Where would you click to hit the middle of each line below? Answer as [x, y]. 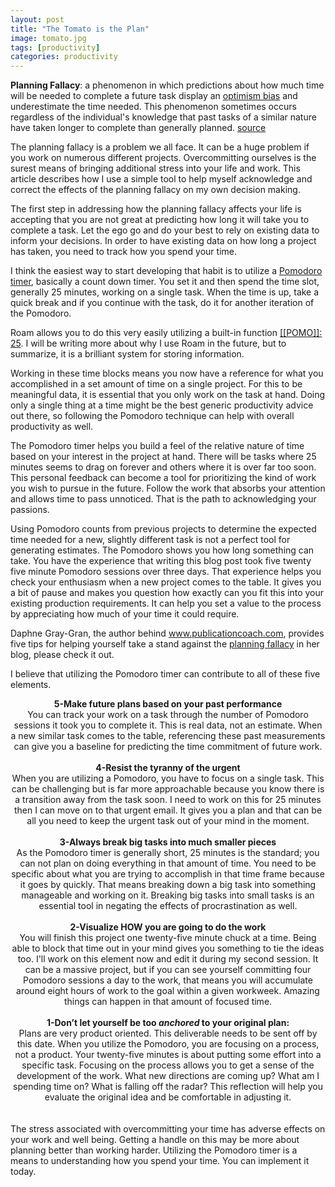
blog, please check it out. [62, 655]
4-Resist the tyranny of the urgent [168, 768]
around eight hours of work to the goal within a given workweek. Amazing [168, 991]
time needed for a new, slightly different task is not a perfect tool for [150, 540]
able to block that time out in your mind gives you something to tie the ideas [168, 948]
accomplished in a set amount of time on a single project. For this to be [156, 384]
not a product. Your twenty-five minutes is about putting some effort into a [168, 1055]
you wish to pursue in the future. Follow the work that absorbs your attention [168, 488]
